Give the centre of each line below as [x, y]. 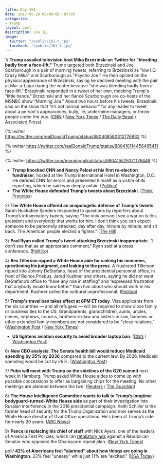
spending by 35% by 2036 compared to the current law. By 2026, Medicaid [81, 356]
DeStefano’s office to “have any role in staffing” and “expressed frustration [80, 281]
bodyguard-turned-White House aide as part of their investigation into [77, 401]
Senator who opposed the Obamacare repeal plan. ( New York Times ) [74, 441]
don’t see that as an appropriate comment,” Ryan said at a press [69, 246]
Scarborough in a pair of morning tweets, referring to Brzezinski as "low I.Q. [81, 70]
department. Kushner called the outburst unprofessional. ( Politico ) [71, 291]
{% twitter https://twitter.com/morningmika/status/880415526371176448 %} [81, 160]
